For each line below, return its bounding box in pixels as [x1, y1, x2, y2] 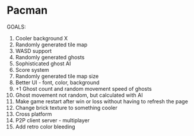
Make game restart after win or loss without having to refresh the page [15, 97, 189, 105]
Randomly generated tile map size [15, 72, 99, 80]
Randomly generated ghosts [15, 53, 85, 61]
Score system [15, 66, 49, 73]
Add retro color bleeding [15, 123, 76, 130]
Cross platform [15, 110, 52, 118]
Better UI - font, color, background [15, 78, 100, 86]
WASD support [15, 47, 52, 54]
